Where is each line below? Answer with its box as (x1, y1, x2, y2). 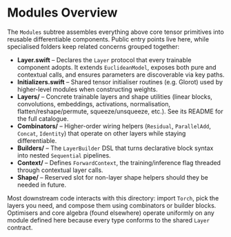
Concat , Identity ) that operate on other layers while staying (17, 129, 186, 138)
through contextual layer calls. (17, 166, 103, 174)
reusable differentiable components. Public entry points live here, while (7, 35, 209, 43)
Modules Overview (7, 5, 118, 21)
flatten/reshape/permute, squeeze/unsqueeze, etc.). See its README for (17, 107, 223, 115)
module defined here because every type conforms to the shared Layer (7, 216, 210, 224)
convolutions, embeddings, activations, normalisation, (17, 99, 171, 108)
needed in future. (17, 180, 67, 189)
